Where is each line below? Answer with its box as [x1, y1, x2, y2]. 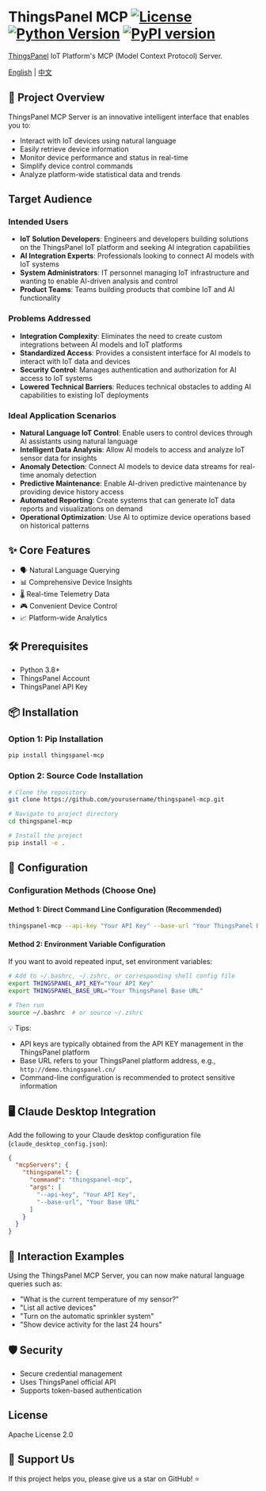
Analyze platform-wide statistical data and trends [19, 169, 180, 179]
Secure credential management [19, 1369, 123, 1378]
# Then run [8, 1001, 44, 1009]
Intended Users [8, 217, 69, 228]
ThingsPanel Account [19, 673, 90, 682]
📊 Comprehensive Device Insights [19, 577, 133, 586]
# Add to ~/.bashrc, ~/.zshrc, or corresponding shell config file [8, 972, 236, 980]
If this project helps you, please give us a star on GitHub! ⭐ [8, 1474, 200, 1484]
